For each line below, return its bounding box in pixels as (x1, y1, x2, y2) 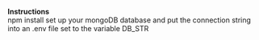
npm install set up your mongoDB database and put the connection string (7, 15, 252, 25)
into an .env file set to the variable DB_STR (7, 24, 149, 33)
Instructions (7, 7, 50, 16)
